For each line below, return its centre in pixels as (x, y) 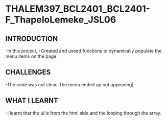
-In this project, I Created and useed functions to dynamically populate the (83, 51)
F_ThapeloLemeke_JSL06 (61, 20)
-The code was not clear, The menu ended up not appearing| (69, 84)
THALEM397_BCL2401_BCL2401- (78, 9)
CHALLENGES (28, 72)
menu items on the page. (31, 56)
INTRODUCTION (32, 39)
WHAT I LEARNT (32, 101)
